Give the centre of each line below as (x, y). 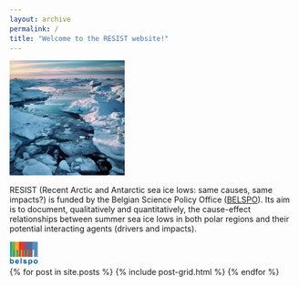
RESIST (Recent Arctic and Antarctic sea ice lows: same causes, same (141, 189)
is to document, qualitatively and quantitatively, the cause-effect (130, 209)
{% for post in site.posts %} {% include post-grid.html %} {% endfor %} (144, 272)
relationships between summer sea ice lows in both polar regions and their (149, 219)
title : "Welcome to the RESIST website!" (89, 38)
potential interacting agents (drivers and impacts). (103, 229)
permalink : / (34, 29)
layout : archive (40, 19)
